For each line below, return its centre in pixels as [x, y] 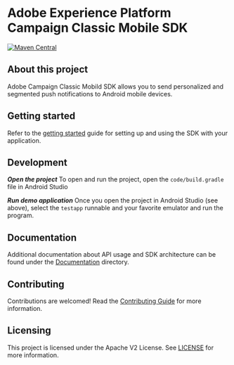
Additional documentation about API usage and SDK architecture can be [112, 255]
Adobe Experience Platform [89, 13]
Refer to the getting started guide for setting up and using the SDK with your [118, 133]
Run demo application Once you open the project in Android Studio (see [113, 200]
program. [21, 215]
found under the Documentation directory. [69, 262]
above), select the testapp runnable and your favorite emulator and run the [115, 208]
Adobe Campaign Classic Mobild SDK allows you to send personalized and [115, 87]
